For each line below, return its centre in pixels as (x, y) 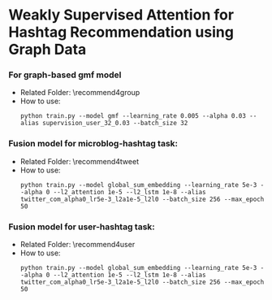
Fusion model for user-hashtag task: (82, 227)
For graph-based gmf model (65, 75)
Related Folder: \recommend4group (80, 93)
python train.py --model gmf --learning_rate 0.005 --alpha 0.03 (133, 116)
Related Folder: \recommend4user (78, 245)
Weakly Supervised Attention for (121, 15)
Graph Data (47, 50)
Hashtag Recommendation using (121, 32)
